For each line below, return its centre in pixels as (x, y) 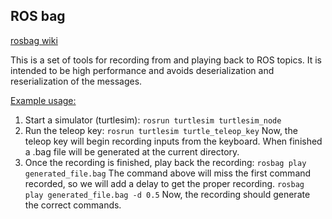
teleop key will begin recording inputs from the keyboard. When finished (173, 141)
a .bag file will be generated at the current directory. (132, 151)
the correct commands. (73, 205)
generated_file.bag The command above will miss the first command (168, 173)
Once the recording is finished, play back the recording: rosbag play (165, 162)
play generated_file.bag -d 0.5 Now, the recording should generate (167, 194)
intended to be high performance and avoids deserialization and (142, 70)
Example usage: (43, 100)
